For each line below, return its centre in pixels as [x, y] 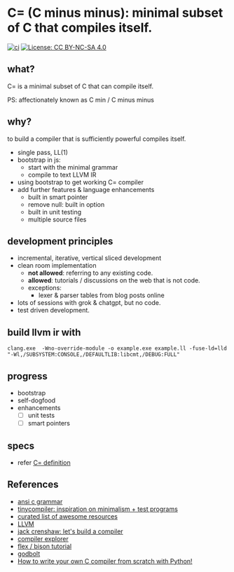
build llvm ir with [44, 332]
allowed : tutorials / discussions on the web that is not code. [114, 280]
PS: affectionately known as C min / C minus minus [81, 100]
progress [27, 376]
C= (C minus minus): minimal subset [115, 13]
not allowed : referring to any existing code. [90, 273]
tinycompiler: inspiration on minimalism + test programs [98, 509]
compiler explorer [43, 538]
